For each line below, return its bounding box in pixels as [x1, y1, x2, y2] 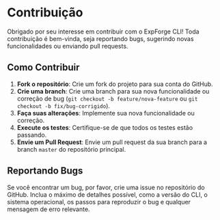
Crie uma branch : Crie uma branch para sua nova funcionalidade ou [16, 87, 210, 95]
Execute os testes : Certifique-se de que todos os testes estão [16, 123, 193, 131]
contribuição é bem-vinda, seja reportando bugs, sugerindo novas [7, 34, 194, 42]
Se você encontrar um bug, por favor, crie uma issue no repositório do [7, 183, 205, 191]
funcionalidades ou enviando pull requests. [7, 42, 128, 50]
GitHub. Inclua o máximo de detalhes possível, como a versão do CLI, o [7, 190, 208, 199]
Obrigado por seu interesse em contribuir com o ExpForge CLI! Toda [7, 27, 200, 36]
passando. [16, 130, 47, 139]
